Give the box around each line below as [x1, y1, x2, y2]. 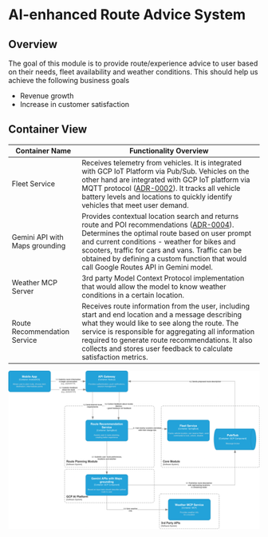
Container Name [15, 146, 72, 156]
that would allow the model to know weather [81, 282, 227, 292]
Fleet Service [11, 179, 56, 189]
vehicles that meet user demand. [81, 200, 189, 209]
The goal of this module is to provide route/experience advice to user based [8, 58, 258, 68]
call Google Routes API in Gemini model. [81, 262, 213, 272]
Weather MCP [11, 277, 58, 287]
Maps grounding [11, 241, 66, 251]
